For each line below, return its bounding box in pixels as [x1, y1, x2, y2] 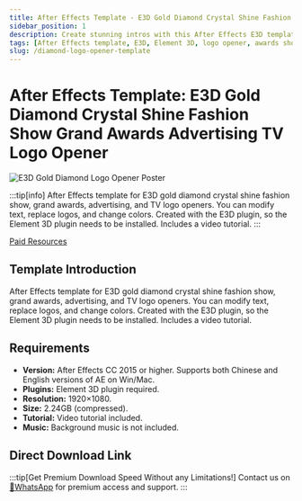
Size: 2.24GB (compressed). [22, 402, 129, 414]
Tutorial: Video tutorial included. [22, 412, 143, 423]
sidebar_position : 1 [9, 22, 87, 31]
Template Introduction [9, 262, 137, 277]
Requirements [9, 341, 90, 356]
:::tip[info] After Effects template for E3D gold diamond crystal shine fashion [9, 190, 290, 201]
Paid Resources [9, 236, 67, 247]
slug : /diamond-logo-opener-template [9, 47, 151, 56]
